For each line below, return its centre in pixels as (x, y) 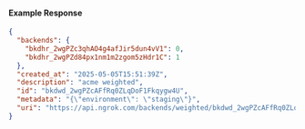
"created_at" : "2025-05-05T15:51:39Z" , (92, 74)
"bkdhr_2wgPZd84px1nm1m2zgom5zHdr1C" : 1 (102, 57)
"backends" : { (43, 41)
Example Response (46, 13)
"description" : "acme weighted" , (80, 83)
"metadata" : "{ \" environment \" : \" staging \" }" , (109, 100)
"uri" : (29, 108)
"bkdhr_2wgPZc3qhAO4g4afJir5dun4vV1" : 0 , (104, 49)
